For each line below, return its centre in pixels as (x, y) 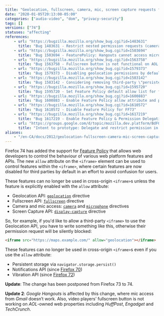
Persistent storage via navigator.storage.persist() (64, 264)
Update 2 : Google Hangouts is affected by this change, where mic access (79, 293)
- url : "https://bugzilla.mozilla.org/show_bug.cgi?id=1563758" (81, 60)
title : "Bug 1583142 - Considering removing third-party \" (80, 82)
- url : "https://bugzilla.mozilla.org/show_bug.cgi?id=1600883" (81, 96)
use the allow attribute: (28, 255)
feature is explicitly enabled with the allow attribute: (57, 186)
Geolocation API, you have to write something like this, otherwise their (76, 226)
